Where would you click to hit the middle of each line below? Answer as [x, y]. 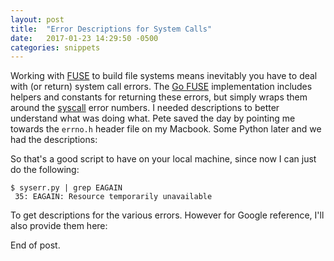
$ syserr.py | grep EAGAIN [66, 188]
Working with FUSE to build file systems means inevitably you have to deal [164, 76]
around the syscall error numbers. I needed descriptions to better [145, 108]
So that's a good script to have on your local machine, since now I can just [163, 159]
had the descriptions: [54, 140]
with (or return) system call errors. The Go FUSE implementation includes [161, 87]
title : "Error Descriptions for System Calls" [111, 29]
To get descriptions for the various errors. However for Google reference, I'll [167, 215]
